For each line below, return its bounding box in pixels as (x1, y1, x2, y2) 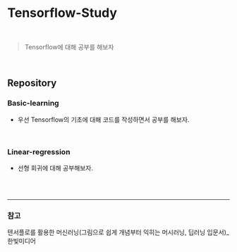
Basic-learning (7, 99, 59, 108)
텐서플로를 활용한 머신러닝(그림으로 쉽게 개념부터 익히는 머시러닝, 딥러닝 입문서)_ (7, 228, 229, 237)
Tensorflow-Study (7, 5, 118, 21)
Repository (7, 77, 57, 89)
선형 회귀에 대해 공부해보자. (17, 163, 94, 172)
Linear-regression (7, 146, 71, 156)
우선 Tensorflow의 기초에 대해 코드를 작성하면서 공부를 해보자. (17, 115, 190, 124)
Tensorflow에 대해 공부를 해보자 (24, 42, 114, 51)
